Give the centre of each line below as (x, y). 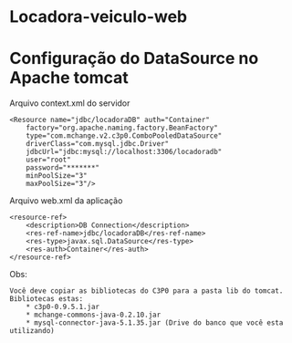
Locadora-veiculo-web (99, 17)
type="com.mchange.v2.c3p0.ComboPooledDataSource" (124, 136)
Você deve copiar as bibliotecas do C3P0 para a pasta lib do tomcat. (146, 291)
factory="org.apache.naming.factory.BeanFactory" (122, 128)
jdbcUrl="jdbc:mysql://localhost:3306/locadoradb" (124, 152)
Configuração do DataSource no (134, 59)
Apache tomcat (69, 78)
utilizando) (32, 331)
